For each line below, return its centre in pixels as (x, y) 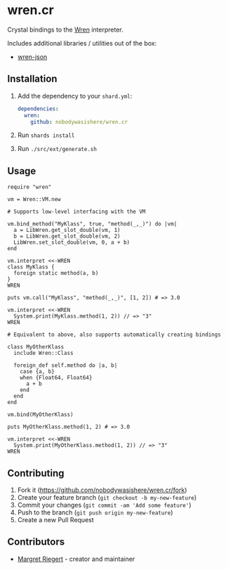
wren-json (32, 57)
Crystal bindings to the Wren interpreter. (66, 30)
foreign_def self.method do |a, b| (66, 365)
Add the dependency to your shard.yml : (75, 96)
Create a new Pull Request (56, 520)
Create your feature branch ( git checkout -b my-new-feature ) (107, 497)
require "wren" (29, 187)
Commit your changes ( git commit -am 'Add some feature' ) (104, 505)
